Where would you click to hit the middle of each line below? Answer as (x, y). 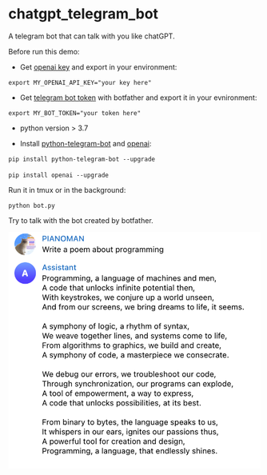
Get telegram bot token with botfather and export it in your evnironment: (138, 98)
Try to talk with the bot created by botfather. (81, 220)
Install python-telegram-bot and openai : (86, 143)
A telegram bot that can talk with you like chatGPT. (92, 36)
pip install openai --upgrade (59, 175)
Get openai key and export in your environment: (98, 67)
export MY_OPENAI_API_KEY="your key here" (80, 82)
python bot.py (32, 206)
